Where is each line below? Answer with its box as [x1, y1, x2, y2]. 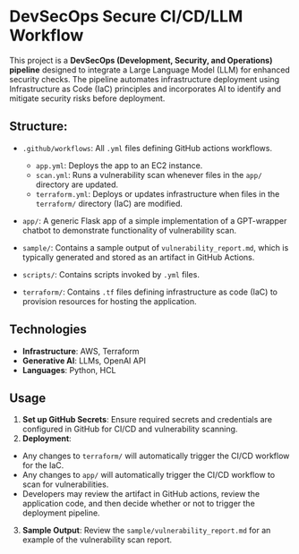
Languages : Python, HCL [21, 364, 116, 375]
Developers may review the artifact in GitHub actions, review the [21, 489, 261, 499]
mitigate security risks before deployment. [9, 92, 166, 104]
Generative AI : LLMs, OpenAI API [21, 355, 146, 366]
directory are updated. [35, 179, 119, 190]
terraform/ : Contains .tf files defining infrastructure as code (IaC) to [21, 286, 278, 297]
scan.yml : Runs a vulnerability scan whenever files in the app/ [35, 169, 262, 180]
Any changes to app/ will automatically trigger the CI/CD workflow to [21, 470, 276, 481]
